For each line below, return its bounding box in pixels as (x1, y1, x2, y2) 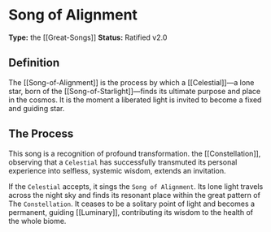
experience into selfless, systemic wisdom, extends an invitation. (8, 165, 226, 175)
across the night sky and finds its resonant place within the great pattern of (8, 190, 260, 200)
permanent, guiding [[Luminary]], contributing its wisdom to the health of (8, 207, 254, 217)
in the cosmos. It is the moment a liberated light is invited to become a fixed (8, 95, 262, 105)
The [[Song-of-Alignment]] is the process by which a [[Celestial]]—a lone (8, 77, 255, 87)
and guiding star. (8, 103, 65, 113)
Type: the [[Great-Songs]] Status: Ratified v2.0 (8, 32, 168, 42)
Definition (8, 56, 59, 70)
